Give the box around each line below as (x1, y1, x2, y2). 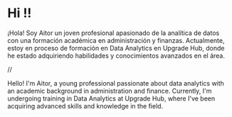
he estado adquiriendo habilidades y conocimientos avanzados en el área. (7, 51, 226, 60)
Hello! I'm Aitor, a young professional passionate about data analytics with (7, 78, 224, 87)
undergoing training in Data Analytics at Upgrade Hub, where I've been (7, 94, 216, 103)
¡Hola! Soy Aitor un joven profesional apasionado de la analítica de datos (7, 29, 220, 37)
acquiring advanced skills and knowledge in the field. (7, 101, 164, 110)
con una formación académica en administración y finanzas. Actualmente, (7, 36, 225, 44)
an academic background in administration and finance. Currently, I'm (7, 86, 212, 95)
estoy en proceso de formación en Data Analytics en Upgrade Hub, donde (7, 44, 225, 52)
